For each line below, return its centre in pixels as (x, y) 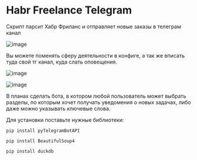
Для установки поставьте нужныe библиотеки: (65, 120)
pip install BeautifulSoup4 (41, 141)
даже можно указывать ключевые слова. (58, 108)
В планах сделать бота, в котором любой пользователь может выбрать (96, 96)
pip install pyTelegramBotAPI (43, 131)
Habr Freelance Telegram (69, 10)
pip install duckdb (30, 151)
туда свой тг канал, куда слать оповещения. (62, 62)
